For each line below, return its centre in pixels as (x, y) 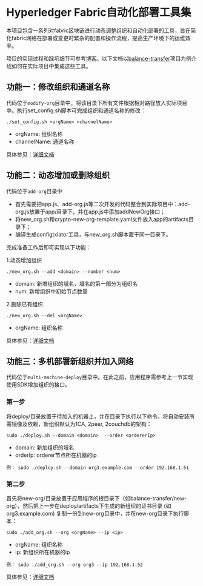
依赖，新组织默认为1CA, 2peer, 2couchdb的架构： (89, 424)
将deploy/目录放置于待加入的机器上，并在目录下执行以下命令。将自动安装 (98, 416)
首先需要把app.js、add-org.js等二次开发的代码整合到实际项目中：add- (103, 204)
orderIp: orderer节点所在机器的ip (56, 455)
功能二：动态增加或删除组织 (58, 176)
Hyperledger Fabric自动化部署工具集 (99, 12)
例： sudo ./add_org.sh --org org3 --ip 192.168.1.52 (75, 565)
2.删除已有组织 (25, 304)
